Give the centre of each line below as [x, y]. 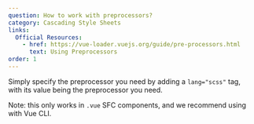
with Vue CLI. [30, 113]
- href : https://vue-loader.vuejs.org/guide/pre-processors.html [132, 45]
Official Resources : [49, 37]
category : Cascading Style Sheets [65, 23]
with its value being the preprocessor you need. [85, 89]
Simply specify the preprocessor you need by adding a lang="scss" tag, [125, 81]
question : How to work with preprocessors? [81, 15]
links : [19, 30]
